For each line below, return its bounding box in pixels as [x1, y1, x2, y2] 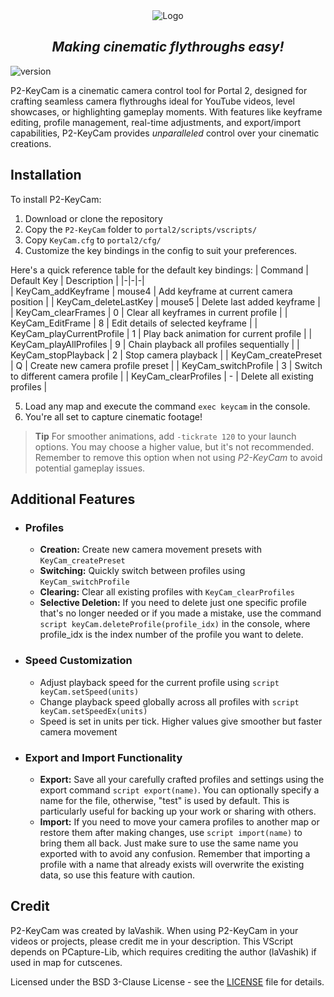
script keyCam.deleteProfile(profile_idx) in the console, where [39, 618, 311, 630]
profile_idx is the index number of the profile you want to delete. [39, 629, 304, 641]
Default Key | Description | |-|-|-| [10, 274, 145, 286]
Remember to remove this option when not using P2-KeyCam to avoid [34, 451, 323, 463]
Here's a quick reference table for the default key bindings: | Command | [10, 264, 309, 276]
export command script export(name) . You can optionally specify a [39, 784, 320, 796]
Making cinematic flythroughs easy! [51, 39, 285, 56]
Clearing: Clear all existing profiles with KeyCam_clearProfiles [39, 586, 295, 598]
